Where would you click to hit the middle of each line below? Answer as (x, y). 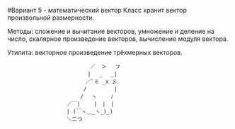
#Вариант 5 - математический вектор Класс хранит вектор (97, 10)
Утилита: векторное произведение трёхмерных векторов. (95, 53)
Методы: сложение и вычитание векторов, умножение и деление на (111, 31)
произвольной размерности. (51, 18)
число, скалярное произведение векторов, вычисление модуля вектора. (118, 39)
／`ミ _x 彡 (101, 82)
